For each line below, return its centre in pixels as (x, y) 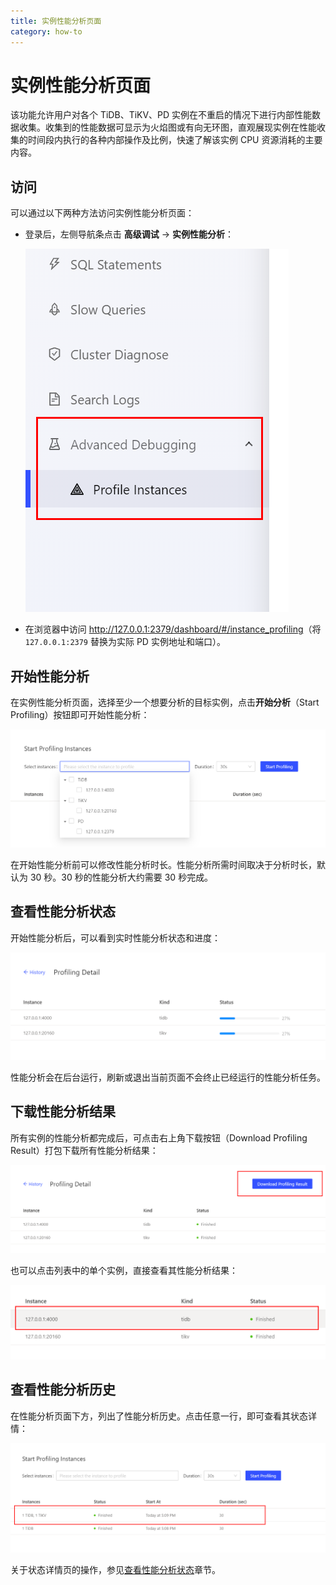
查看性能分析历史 (63, 1390)
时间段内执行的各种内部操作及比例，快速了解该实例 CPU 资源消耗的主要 (175, 140)
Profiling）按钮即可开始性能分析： (80, 715)
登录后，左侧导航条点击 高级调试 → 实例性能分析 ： (129, 234)
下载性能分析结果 (63, 1111)
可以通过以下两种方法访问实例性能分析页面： (102, 213)
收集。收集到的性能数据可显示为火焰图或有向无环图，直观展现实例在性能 (167, 127)
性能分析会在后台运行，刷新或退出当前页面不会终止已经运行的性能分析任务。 (168, 1077)
